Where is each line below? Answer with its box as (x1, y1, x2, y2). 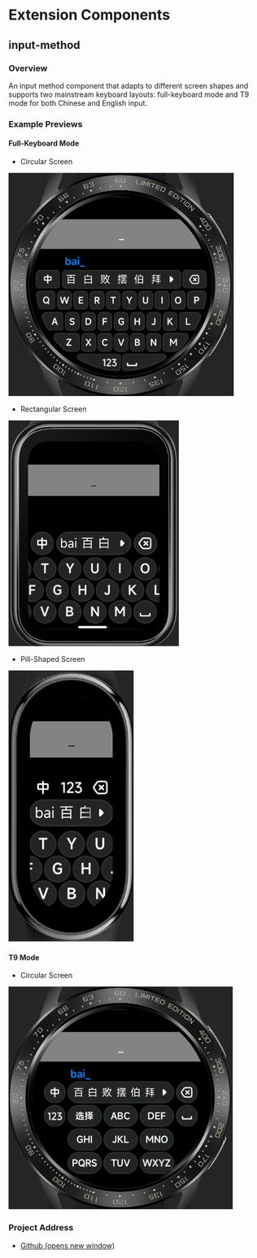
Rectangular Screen (20, 404, 87, 414)
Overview (8, 63, 48, 74)
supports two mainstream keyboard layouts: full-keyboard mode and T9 (8, 89, 250, 99)
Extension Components (8, 6, 171, 24)
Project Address (8, 1222, 74, 1234)
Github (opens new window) (20, 1240, 115, 1250)
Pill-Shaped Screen (20, 655, 85, 664)
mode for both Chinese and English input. (8, 98, 148, 107)
